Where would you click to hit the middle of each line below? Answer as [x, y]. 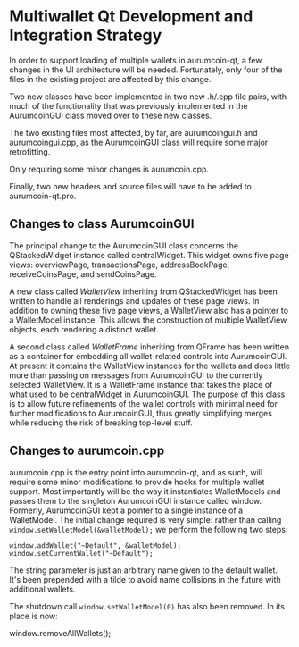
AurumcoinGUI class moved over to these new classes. [111, 115]
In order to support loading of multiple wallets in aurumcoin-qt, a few [136, 60]
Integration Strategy [86, 35]
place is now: [33, 616]
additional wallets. [42, 589]
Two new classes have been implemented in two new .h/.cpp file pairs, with [148, 97]
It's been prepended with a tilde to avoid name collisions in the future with [145, 579]
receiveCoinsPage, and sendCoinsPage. [83, 273]
